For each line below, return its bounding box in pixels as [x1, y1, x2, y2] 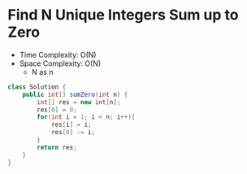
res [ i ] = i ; [50, 120, 92, 129]
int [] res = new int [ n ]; [37, 98, 121, 107]
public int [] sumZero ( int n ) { [22, 90, 128, 98]
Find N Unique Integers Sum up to [7, 6, 239, 24]
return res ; [37, 143, 78, 151]
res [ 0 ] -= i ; [50, 128, 95, 137]
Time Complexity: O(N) [19, 50, 97, 59]
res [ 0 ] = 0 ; [37, 106, 78, 114]
